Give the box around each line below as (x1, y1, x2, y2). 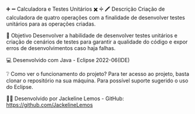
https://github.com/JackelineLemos (6, 101, 93, 108)
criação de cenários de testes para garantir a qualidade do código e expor (6, 38, 188, 45)
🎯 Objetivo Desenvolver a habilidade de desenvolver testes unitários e (6, 32, 178, 39)
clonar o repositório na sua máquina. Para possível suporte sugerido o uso (6, 77, 188, 84)
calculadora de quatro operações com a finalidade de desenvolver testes (6, 14, 185, 21)
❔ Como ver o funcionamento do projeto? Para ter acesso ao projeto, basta (6, 70, 190, 77)
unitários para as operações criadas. (6, 20, 96, 27)
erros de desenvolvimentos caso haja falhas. (6, 45, 116, 51)
